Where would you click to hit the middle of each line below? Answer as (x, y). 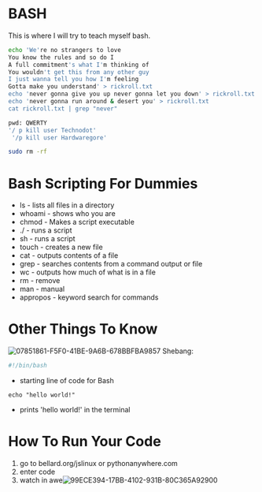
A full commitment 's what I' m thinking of (79, 65)
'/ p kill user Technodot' (52, 130)
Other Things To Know (83, 329)
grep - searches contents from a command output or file (111, 264)
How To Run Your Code (85, 442)
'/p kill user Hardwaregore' (59, 138)
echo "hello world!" (42, 395)
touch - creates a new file (61, 247)
